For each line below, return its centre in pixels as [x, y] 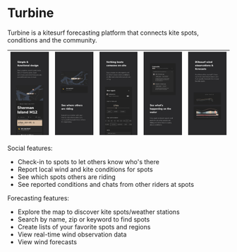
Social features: [30, 148]
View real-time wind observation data [72, 234]
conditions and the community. [52, 40]
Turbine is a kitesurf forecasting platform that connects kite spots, [103, 33]
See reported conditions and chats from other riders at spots [106, 184]
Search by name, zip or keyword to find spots [84, 219]
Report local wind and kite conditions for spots [85, 169]
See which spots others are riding [67, 177]
